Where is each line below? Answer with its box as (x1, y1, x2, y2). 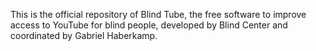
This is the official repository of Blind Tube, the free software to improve (10, 9, 307, 20)
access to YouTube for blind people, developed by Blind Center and (10, 19, 288, 31)
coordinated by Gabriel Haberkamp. (10, 30, 158, 41)
